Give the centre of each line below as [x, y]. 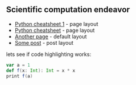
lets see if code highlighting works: [49, 54]
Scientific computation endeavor [68, 10]
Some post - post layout [44, 42]
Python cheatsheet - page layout [55, 30]
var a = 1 [18, 65]
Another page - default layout [51, 36]
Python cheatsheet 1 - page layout [56, 24]
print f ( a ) [20, 76]
